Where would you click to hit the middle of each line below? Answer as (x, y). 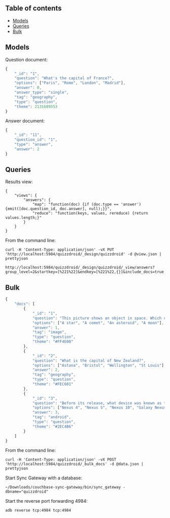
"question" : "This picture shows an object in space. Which (97, 318)
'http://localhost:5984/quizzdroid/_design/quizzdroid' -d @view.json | (83, 254)
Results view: (19, 182)
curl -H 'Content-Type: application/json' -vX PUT (60, 250)
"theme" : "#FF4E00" (53, 342)
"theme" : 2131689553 (36, 107)
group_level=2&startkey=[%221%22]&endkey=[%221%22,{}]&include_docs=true (85, 272)
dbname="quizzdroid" (27, 492)
